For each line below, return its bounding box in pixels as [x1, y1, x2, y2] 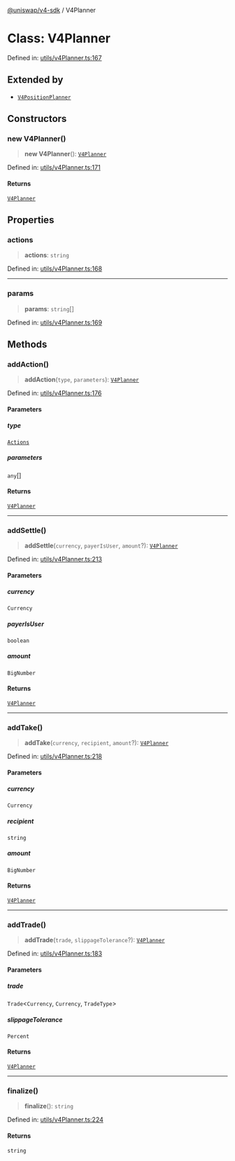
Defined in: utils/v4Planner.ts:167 [7, 53, 102, 62]
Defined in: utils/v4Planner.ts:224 [7, 1115, 104, 1124]
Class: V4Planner [7, 31, 111, 46]
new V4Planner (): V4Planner [24, 150, 107, 158]
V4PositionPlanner [17, 94, 71, 101]
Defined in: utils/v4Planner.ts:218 [7, 752, 103, 761]
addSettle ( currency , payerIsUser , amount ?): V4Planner [24, 541, 178, 550]
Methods [7, 339, 48, 351]
